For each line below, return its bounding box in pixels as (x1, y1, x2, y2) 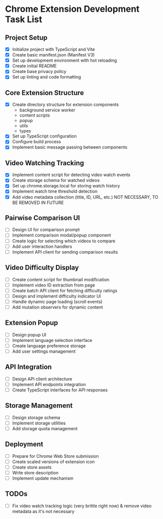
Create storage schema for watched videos (12, 178, 100, 183)
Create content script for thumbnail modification (12, 276, 110, 283)
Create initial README (12, 63, 57, 69)
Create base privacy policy (12, 69, 67, 75)
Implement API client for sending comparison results (12, 249, 118, 255)
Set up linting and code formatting (12, 74, 81, 80)
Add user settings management (12, 348, 76, 354)
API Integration (5, 363, 52, 371)
